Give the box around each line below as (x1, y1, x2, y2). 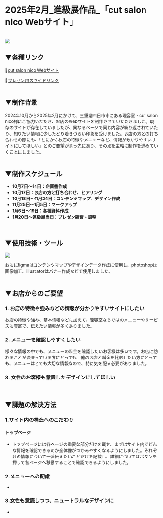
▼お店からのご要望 (5, 289, 63, 298)
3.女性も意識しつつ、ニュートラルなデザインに (5, 498, 114, 504)
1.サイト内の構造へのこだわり (5, 417, 74, 423)
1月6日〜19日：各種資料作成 (12, 208, 69, 214)
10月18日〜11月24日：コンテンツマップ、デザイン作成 (12, 196, 121, 201)
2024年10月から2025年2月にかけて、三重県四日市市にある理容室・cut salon (5, 112, 158, 118)
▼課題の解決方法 (5, 400, 57, 409)
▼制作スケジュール (5, 169, 63, 178)
